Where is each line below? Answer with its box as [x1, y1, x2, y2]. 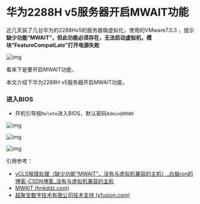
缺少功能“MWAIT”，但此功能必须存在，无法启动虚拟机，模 [6, 34, 152, 41]
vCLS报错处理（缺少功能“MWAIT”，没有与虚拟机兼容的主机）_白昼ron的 [14, 170, 193, 178]
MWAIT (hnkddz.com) [14, 184, 70, 192]
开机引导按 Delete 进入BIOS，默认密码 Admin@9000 [14, 110, 134, 117]
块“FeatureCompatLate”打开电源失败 [6, 41, 100, 49]
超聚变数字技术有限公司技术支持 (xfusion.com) [14, 191, 130, 199]
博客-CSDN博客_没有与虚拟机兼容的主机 [14, 178, 114, 185]
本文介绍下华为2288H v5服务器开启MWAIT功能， [6, 79, 128, 86]
